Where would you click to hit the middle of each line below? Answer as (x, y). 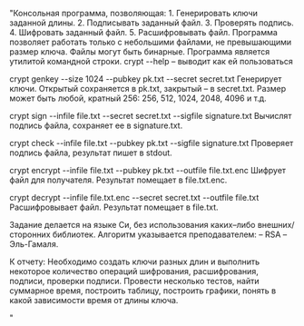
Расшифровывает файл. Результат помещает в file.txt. (114, 207)
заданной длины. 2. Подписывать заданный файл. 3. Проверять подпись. (152, 23)
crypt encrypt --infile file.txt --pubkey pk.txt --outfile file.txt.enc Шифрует (148, 170)
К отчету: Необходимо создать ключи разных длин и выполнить (135, 262)
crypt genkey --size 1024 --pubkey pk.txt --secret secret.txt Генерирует (146, 79)
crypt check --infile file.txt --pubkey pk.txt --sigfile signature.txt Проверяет (152, 143)
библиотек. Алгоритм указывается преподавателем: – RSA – (170, 234)
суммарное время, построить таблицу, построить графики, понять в (143, 291)
